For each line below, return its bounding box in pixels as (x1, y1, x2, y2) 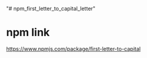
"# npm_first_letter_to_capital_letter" (6, 5, 96, 12)
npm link (6, 26, 50, 39)
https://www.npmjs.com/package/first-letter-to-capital (6, 45, 141, 52)
